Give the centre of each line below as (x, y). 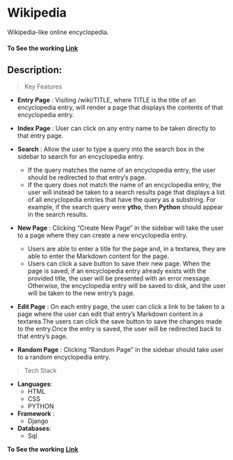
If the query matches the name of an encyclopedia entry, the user (121, 170)
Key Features (43, 87)
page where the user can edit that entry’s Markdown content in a (110, 314)
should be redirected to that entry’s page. (87, 177)
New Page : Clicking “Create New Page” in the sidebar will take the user (120, 228)
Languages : (35, 384)
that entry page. (40, 136)
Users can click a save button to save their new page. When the (119, 264)
